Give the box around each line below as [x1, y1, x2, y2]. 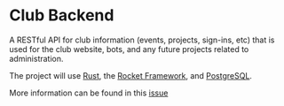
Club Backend [9, 5, 114, 26]
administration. [9, 53, 64, 64]
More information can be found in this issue [9, 87, 169, 98]
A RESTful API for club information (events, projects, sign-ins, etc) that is [9, 34, 275, 45]
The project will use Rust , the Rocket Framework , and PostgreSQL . [9, 70, 253, 80]
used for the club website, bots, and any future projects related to [9, 43, 249, 54]
